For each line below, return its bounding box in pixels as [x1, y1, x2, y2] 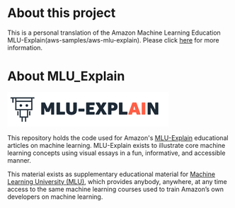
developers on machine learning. [7, 192, 103, 201]
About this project [7, 5, 116, 21]
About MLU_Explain [7, 69, 125, 84]
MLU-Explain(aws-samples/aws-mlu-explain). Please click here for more [7, 35, 219, 44]
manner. [7, 156, 32, 164]
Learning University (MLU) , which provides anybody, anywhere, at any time [7, 177, 228, 185]
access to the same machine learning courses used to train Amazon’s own [7, 185, 224, 193]
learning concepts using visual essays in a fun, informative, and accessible [7, 149, 226, 157]
